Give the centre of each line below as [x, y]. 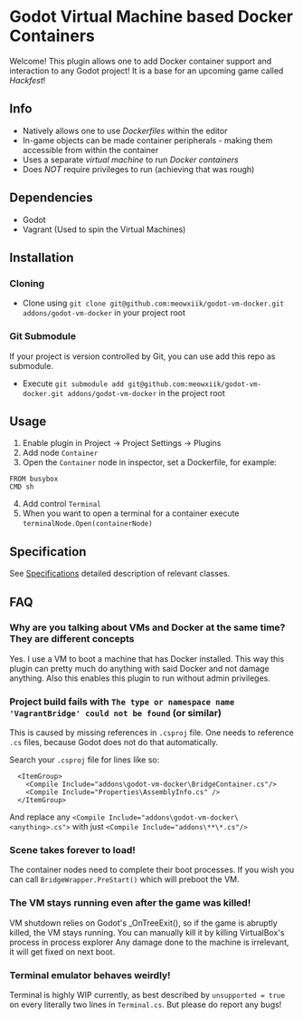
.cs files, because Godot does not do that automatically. [114, 742]
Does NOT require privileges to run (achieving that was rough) [138, 169]
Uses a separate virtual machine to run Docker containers [130, 160]
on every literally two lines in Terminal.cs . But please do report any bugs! [146, 1004]
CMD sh [22, 487]
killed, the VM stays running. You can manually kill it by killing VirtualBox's [147, 932]
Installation [42, 257]
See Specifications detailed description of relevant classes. [120, 574]
